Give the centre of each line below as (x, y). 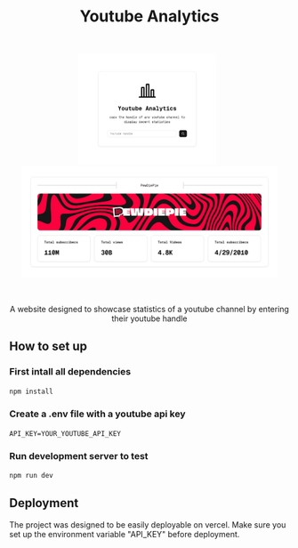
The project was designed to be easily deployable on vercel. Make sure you (148, 524)
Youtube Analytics (149, 16)
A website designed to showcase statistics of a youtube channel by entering (149, 309)
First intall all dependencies (70, 372)
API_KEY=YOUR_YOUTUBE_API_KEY (65, 433)
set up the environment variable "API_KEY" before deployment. (125, 534)
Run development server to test (79, 455)
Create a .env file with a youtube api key (97, 414)
